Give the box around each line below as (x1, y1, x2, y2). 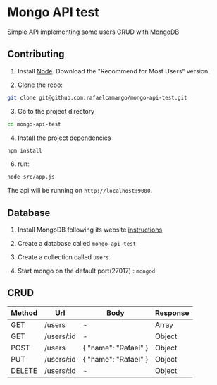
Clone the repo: (17, 81, 63, 89)
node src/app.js (7, 174, 55, 181)
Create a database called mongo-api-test (17, 239, 137, 248)
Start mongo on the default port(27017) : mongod (17, 266, 156, 276)
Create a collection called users (17, 253, 109, 261)
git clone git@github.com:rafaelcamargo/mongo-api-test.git (7, 94, 188, 101)
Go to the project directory (17, 107, 95, 115)
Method (11, 308, 38, 318)
